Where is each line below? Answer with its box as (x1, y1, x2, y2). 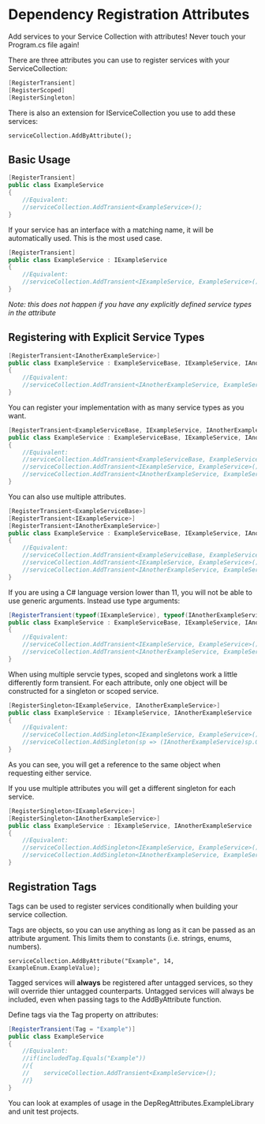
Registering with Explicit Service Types (8, 331, 205, 344)
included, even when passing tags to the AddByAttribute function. (8, 995, 222, 1004)
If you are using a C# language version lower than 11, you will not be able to (8, 587, 252, 597)
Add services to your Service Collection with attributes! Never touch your (8, 32, 246, 41)
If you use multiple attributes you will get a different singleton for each (8, 783, 237, 792)
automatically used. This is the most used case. (8, 233, 163, 242)
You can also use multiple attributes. (8, 492, 126, 501)
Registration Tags (8, 880, 97, 894)
